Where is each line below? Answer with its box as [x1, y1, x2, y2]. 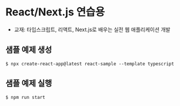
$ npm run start [5, 94, 45, 100]
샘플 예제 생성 [5, 45, 52, 55]
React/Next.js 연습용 [5, 5, 105, 19]
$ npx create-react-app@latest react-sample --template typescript [5, 61, 175, 67]
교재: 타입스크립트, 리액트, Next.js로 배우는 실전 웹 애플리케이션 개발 [14, 26, 171, 33]
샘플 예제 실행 [5, 78, 52, 88]
